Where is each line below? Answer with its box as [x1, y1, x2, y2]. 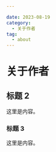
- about [12, 37, 32, 43]
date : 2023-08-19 [6, 14, 51, 20]
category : [6, 19, 32, 26]
